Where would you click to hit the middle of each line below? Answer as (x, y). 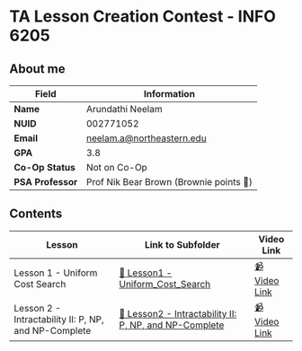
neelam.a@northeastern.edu (146, 138)
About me (37, 69)
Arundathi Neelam (124, 109)
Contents (36, 214)
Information (169, 94)
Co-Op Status (45, 167)
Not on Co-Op (117, 167)
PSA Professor (46, 182)
